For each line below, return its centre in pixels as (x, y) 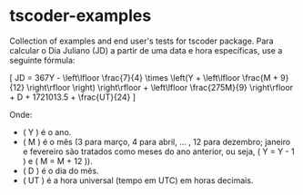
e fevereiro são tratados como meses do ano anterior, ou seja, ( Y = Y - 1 (158, 151)
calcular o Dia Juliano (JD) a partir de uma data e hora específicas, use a (146, 50)
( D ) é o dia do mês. (61, 171)
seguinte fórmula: (42, 60)
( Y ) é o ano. (47, 132)
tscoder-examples (81, 16)
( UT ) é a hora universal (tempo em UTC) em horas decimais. (138, 180)
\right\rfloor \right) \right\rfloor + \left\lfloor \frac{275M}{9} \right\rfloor (160, 87)
